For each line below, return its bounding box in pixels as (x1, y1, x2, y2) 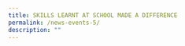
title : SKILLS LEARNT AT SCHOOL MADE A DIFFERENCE (8, 11, 178, 19)
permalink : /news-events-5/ (8, 19, 101, 27)
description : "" (8, 26, 61, 34)
